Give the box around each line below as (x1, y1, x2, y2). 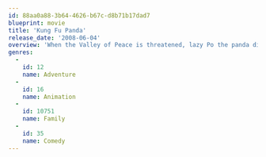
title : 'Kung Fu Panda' (8, 26, 87, 34)
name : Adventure (22, 71, 77, 78)
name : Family (22, 115, 66, 123)
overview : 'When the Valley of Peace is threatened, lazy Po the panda (8, 41, 249, 49)
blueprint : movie (8, 19, 66, 27)
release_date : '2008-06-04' (8, 33, 101, 42)
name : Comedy (22, 136, 66, 145)
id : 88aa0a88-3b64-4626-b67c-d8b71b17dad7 (8, 11, 150, 20)
